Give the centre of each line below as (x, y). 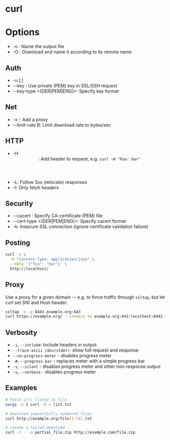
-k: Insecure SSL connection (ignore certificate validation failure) (80, 227)
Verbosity (21, 332)
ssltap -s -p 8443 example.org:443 (43, 312)
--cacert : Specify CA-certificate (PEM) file (58, 216)
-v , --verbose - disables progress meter (54, 372)
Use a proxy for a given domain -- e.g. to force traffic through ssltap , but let (85, 297)
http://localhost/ (30, 269)
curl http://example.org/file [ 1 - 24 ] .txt (49, 419)
